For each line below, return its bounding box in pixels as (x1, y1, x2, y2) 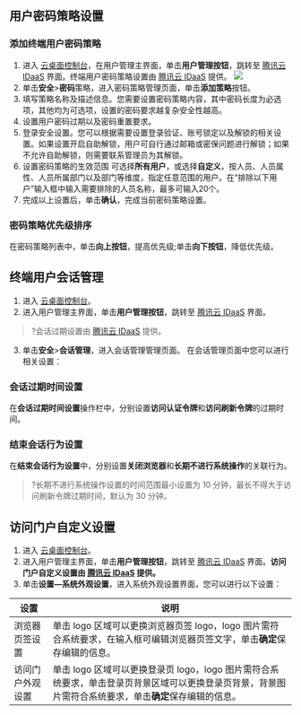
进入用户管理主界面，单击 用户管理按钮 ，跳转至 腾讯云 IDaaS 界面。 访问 (21, 556, 287, 567)
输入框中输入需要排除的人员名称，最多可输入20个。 (33, 183, 225, 194)
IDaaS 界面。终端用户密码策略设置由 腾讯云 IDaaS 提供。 (21, 71, 232, 82)
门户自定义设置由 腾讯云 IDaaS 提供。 (21, 568, 161, 579)
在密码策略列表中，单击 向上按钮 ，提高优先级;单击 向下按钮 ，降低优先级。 (9, 240, 279, 251)
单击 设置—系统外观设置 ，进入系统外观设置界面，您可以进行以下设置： (21, 579, 282, 589)
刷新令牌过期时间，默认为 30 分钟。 (39, 491, 172, 501)
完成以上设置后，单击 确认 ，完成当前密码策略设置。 (21, 194, 211, 205)
